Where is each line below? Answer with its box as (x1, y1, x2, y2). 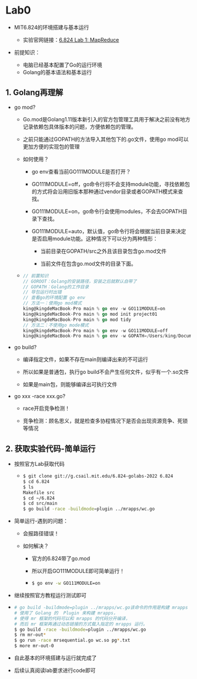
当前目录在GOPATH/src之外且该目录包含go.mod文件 (40, 247, 167, 254)
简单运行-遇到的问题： (14, 518, 69, 525)
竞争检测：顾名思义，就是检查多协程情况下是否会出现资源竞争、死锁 (22, 418, 188, 425)
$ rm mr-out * (14, 632, 46, 638)
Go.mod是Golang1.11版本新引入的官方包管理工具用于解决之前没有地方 (22, 115, 191, 122)
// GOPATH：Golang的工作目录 (22, 284, 89, 290)
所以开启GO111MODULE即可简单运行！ (31, 568, 125, 575)
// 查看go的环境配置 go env (22, 295, 86, 301)
